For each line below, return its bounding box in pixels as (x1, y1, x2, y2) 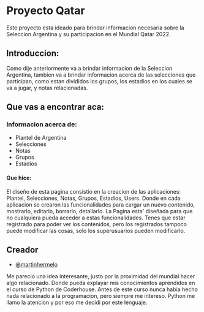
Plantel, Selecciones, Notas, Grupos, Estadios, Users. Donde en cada (6, 194, 181, 202)
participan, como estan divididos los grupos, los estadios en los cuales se (6, 77, 193, 85)
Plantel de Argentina (15, 134, 67, 142)
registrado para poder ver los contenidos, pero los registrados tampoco (6, 220, 187, 227)
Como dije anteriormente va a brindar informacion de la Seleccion (6, 64, 173, 72)
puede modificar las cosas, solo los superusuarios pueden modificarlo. (6, 227, 186, 234)
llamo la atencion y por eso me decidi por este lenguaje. (6, 299, 148, 306)
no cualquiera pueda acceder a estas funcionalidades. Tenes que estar (6, 214, 186, 221)
